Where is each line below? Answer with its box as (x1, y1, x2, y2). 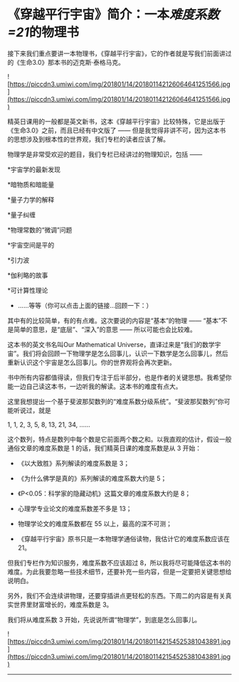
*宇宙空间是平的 (7, 240, 55, 249)
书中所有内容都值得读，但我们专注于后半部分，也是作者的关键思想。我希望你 (7, 373, 232, 381)
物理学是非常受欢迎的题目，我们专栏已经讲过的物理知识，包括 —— (7, 150, 203, 159)
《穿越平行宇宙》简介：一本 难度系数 (7, 6, 220, 23)
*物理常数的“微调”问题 (7, 225, 73, 234)
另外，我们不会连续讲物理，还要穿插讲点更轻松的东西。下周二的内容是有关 (7, 591, 225, 600)
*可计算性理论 (7, 286, 48, 294)
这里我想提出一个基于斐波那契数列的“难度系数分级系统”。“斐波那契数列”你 (7, 397, 224, 405)
